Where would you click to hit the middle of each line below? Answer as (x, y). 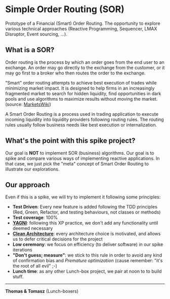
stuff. (18, 277)
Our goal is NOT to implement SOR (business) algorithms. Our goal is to (80, 153)
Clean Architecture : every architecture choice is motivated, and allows (87, 234)
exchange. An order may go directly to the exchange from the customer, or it (85, 67)
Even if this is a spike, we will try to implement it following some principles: (83, 197)
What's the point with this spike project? (70, 141)
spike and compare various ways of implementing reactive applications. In (83, 158)
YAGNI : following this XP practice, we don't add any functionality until (85, 223)
